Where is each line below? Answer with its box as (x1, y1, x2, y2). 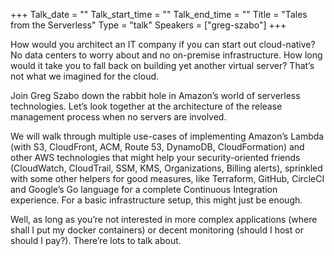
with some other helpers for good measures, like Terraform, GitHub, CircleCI (10, 173, 325, 184)
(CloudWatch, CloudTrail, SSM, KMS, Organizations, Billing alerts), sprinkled (10, 162, 323, 174)
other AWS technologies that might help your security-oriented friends (10, 152, 301, 163)
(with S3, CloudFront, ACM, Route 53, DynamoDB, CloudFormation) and (10, 141, 305, 153)
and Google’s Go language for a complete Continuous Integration (10, 184, 278, 195)
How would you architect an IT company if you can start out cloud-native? (10, 39, 316, 50)
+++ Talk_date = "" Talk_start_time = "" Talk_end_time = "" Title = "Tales (10, 9, 308, 20)
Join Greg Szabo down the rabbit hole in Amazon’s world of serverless (10, 90, 301, 101)
